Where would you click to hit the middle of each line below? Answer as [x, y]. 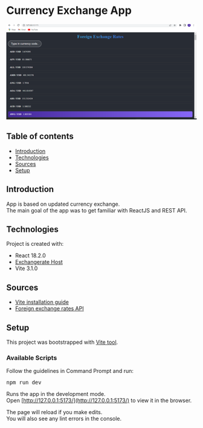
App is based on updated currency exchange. [63, 204]
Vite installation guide [42, 302]
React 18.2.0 [31, 255]
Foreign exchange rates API [49, 309]
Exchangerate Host [39, 262]
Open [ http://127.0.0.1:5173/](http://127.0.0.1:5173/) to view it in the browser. [99, 401]
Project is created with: [35, 244]
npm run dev [24, 383]
